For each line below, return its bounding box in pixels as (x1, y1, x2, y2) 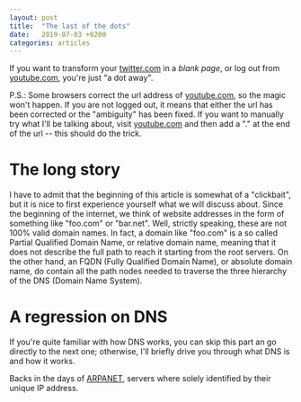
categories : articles (9, 38, 91, 48)
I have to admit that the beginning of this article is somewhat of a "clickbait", (9, 190, 292, 201)
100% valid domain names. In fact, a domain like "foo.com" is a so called (9, 228, 279, 238)
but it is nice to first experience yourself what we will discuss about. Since (9, 199, 284, 210)
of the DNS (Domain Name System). (9, 275, 143, 286)
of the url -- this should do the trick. (9, 128, 142, 139)
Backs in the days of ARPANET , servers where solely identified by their (9, 373, 271, 384)
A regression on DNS (9, 307, 168, 327)
